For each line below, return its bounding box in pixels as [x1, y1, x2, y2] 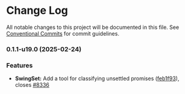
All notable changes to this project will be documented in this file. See [6, 23, 180, 31]
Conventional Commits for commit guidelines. [6, 30, 119, 37]
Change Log [6, 4, 68, 17]
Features [6, 61, 33, 69]
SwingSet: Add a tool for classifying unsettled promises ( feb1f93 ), [14, 75, 180, 82]
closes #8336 [14, 81, 49, 89]
